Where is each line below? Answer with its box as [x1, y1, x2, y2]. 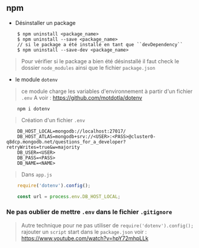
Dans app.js [21, 171, 53, 178]
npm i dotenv [17, 106, 50, 112]
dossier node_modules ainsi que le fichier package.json [21, 64, 156, 71]
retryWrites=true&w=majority [6, 144, 80, 150]
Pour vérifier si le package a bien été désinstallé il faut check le [21, 57, 180, 64]
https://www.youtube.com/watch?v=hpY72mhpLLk [21, 235, 149, 242]
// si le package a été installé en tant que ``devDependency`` [17, 41, 183, 47]
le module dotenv [15, 75, 58, 83]
